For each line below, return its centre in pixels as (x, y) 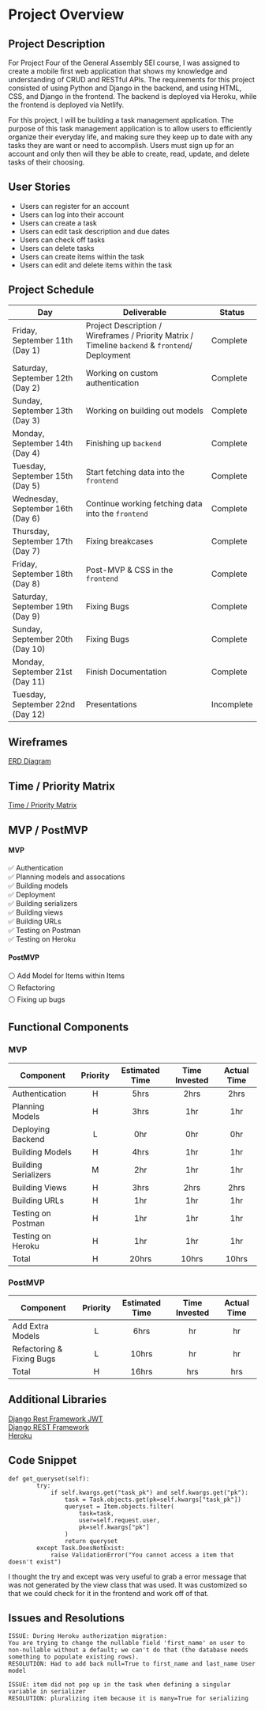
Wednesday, (35, 499)
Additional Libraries (58, 1399)
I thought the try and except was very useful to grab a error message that (127, 1576)
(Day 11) (29, 681)
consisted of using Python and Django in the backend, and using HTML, (125, 88)
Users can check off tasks (62, 240)
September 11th (43, 340)
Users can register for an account (74, 206)
